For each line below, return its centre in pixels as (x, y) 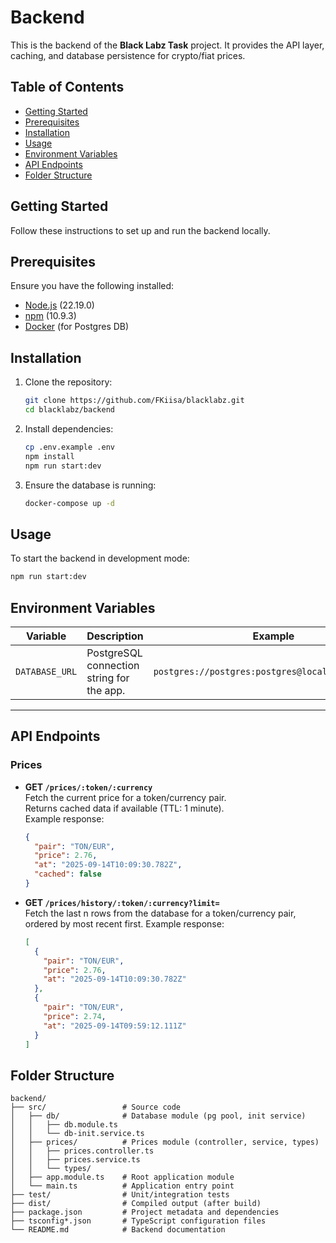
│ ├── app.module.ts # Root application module (122, 1177)
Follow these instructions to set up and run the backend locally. (140, 230)
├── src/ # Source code (96, 1107)
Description (115, 636)
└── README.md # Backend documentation (118, 1230)
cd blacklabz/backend (69, 410)
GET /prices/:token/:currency (88, 787)
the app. (106, 690)
